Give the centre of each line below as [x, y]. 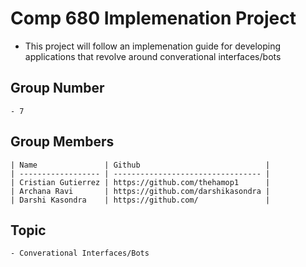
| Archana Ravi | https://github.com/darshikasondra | [140, 191]
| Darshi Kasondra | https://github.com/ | [140, 200]
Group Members [62, 142]
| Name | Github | [140, 165]
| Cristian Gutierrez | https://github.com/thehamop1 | [140, 182]
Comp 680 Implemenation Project [153, 18]
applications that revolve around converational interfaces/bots [153, 56]
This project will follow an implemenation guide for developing [153, 46]
